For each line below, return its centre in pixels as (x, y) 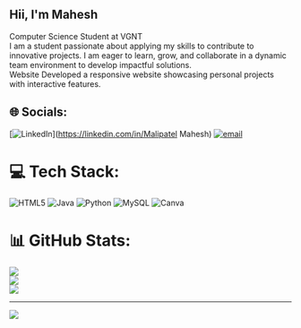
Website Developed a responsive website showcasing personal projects (142, 74)
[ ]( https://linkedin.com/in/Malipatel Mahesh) (111, 134)
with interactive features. (55, 83)
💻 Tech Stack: (64, 172)
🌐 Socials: (39, 112)
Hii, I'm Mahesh (54, 15)
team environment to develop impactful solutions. (101, 65)
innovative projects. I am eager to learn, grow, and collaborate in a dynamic (148, 55)
